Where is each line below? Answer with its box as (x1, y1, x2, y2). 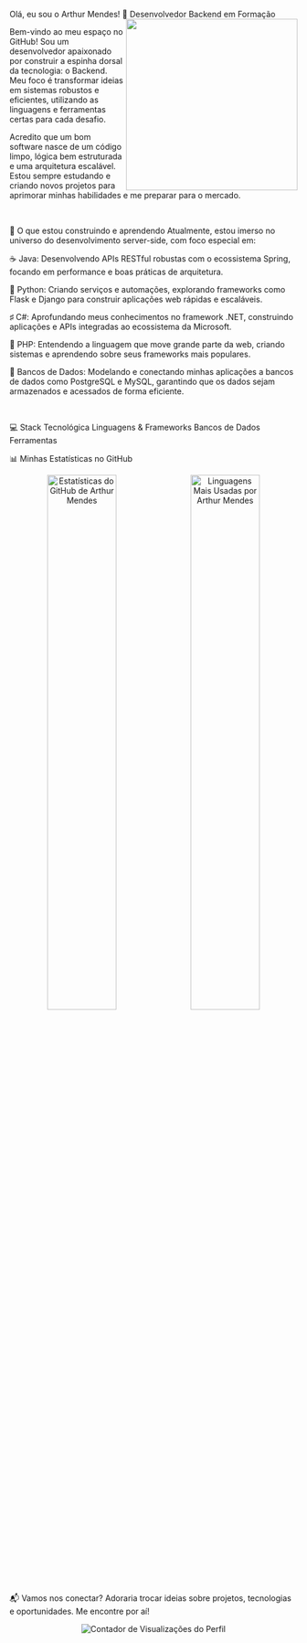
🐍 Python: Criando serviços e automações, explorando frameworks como (9, 284, 286, 294)
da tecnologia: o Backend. (9, 65, 108, 76)
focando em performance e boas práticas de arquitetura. (9, 266, 224, 277)
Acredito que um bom (9, 132, 91, 142)
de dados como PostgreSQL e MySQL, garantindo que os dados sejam (9, 376, 276, 387)
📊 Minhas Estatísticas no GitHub (9, 453, 133, 464)
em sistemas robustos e (9, 85, 100, 95)
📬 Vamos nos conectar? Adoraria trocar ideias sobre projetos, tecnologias (9, 1593, 292, 1604)
